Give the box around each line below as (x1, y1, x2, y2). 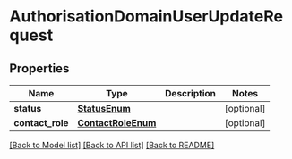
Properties (9, 61, 70, 76)
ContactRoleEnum (77, 117, 157, 129)
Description (165, 88, 217, 99)
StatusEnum (77, 103, 132, 114)
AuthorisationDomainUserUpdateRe (9, 6, 284, 27)
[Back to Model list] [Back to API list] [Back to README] (9, 140, 215, 150)
